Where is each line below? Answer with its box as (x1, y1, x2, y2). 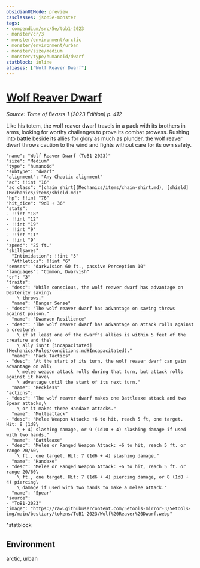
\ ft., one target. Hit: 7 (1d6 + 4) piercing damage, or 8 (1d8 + (17, 474, 189, 480)
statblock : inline (6, 59, 52, 65)
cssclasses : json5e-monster (6, 14, 77, 20)
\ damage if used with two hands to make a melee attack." (17, 485, 168, 491)
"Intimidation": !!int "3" (11, 253, 79, 259)
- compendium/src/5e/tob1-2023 (6, 25, 84, 32)
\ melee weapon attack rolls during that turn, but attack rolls (17, 369, 184, 375)
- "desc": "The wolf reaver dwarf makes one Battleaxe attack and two (6, 395, 186, 401)
